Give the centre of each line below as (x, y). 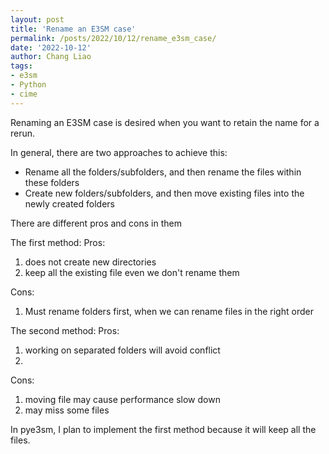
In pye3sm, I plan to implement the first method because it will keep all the (163, 429)
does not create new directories (90, 262)
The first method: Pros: (58, 242)
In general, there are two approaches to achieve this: (119, 152)
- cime (24, 94)
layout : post (37, 19)
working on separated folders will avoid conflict (122, 350)
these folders (52, 182)
